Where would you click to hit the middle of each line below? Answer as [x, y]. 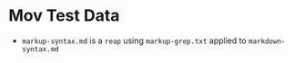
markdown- [267, 41]
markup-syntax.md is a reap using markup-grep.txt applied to [134, 40]
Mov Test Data [64, 16]
